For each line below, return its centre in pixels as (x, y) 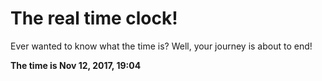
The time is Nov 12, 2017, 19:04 (76, 65)
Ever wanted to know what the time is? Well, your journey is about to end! (161, 46)
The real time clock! (94, 18)
